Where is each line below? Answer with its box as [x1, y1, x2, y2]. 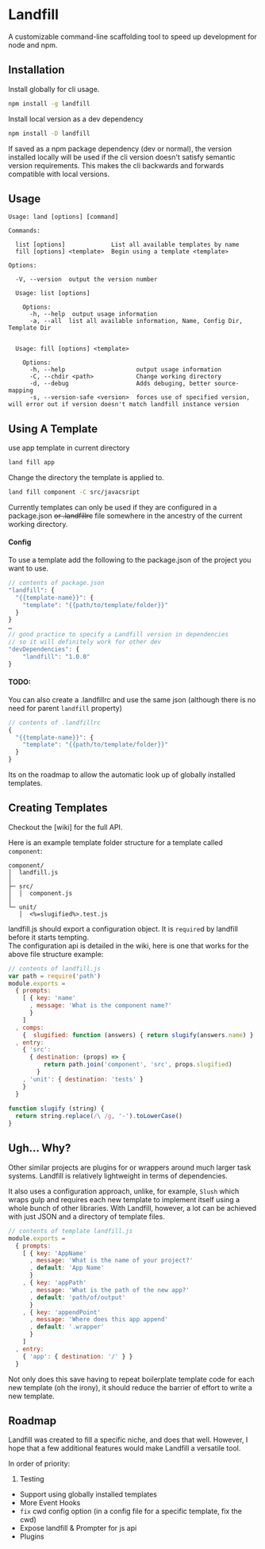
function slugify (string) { [8, 1105, 105, 1113]
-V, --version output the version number [15, 275, 158, 283]
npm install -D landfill [8, 129, 90, 137]
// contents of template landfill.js [8, 1227, 133, 1235]
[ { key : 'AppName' [22, 1249, 87, 1257]
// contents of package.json [8, 579, 105, 587]
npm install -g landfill [8, 99, 90, 108]
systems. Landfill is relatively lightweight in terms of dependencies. [8, 1170, 229, 1180]
